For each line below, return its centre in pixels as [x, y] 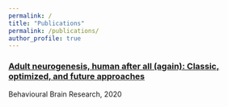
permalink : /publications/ [54, 31]
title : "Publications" [46, 23]
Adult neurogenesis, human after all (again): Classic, [114, 67]
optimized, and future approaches [77, 76]
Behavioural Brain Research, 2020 [65, 94]
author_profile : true [45, 38]
